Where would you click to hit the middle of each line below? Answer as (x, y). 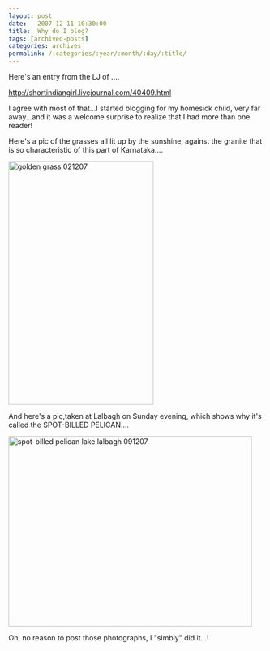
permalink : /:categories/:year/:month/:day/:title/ (97, 54)
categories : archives (45, 46)
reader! (21, 125)
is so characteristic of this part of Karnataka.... (86, 150)
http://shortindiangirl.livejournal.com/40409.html (90, 93)
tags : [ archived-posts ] (49, 39)
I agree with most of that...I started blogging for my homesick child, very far (135, 108)
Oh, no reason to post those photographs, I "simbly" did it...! (109, 638)
